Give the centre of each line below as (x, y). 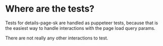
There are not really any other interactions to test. (57, 38)
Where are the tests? (50, 9)
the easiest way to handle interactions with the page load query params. (80, 28)
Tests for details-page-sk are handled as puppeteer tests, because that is (82, 23)
